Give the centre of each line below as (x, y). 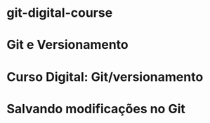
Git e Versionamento (68, 45)
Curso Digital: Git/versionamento (105, 77)
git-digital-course (60, 13)
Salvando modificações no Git (96, 109)
